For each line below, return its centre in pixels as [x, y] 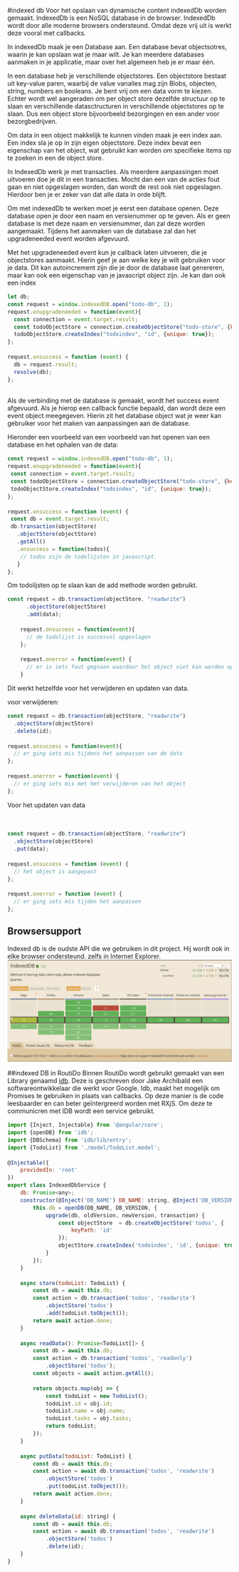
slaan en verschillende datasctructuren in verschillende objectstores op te [116, 106]
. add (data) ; [44, 614]
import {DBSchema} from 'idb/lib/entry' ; [70, 1140]
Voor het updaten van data [46, 805]
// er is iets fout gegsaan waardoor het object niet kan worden [125, 667]
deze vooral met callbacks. [47, 33]
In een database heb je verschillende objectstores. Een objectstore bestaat [117, 76]
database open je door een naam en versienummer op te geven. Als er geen [119, 216]
